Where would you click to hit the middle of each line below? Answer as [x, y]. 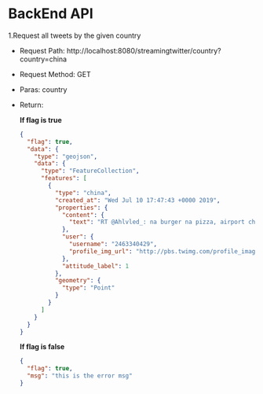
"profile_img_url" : [101, 251]
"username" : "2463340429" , [113, 245]
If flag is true [41, 120]
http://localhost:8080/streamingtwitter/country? [144, 50]
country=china [43, 59]
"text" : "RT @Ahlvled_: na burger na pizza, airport [157, 222]
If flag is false [42, 347]
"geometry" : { [78, 281]
